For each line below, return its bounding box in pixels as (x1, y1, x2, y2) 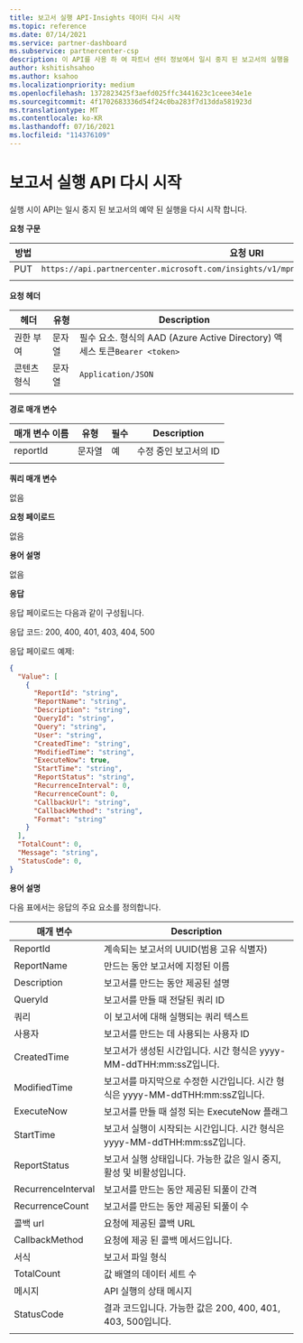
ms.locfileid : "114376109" (9, 131, 111, 140)
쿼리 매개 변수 (9, 473, 57, 484)
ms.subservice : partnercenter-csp (9, 47, 140, 56)
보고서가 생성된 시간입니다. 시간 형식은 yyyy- (103, 1044, 286, 1057)
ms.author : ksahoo (9, 72, 78, 81)
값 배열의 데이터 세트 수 (103, 1267, 197, 1280)
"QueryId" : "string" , (32, 714, 115, 723)
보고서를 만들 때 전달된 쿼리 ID (103, 994, 225, 1006)
